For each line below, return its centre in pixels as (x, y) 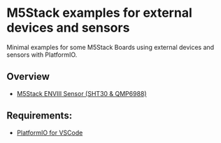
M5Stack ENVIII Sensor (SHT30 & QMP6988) (82, 93)
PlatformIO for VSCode (50, 132)
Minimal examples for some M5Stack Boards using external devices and (110, 47)
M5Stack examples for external (100, 13)
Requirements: (40, 116)
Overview (28, 77)
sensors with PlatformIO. (42, 55)
